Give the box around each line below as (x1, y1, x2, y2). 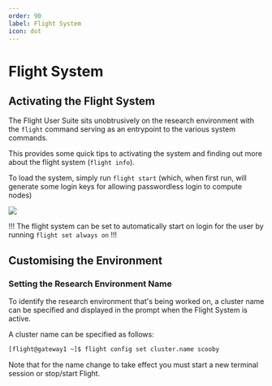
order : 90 (8, 11, 42, 20)
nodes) (8, 190, 32, 200)
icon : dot (8, 27, 42, 35)
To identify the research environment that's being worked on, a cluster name (8, 297, 265, 306)
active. (8, 314, 31, 323)
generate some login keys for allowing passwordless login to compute (8, 182, 242, 192)
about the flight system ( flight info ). (8, 158, 136, 167)
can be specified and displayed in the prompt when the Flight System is (8, 306, 248, 315)
